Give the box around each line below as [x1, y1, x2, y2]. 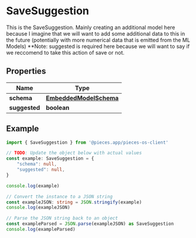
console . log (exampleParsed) [6, 227, 76, 233]
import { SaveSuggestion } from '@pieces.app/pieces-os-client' [6, 139, 169, 145]
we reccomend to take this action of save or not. [6, 49, 125, 56]
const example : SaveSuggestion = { [6, 156, 94, 161]
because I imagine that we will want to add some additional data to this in [6, 30, 185, 37]
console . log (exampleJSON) [6, 205, 70, 211]
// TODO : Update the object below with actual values [6, 150, 143, 156]
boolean [45, 103, 69, 112]
